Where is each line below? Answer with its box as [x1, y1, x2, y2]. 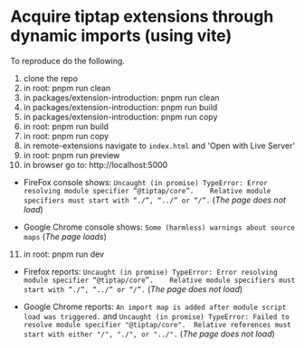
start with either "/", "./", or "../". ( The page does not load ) [23, 328, 275, 339]
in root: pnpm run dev [23, 249, 105, 259]
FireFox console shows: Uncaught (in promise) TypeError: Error [23, 176, 268, 187]
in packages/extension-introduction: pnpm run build [23, 101, 218, 112]
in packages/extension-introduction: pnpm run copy [23, 111, 218, 122]
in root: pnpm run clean [23, 82, 111, 93]
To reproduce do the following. [10, 55, 126, 66]
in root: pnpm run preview [23, 149, 120, 160]
